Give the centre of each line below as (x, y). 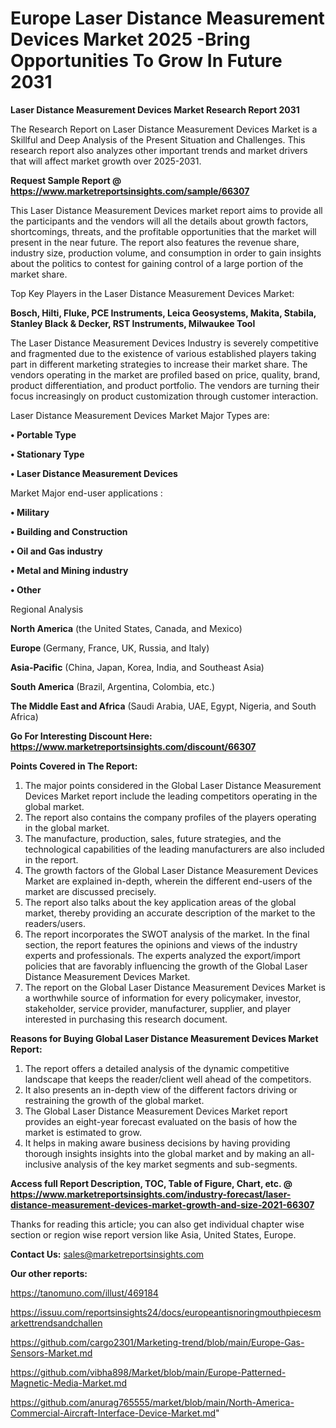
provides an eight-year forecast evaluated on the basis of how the (161, 1121)
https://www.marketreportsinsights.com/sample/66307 (130, 191)
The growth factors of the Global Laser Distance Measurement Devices (171, 870)
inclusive (43, 1164)
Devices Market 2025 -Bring (130, 39)
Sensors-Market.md (51, 1353)
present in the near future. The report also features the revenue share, (155, 242)
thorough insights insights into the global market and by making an (162, 1153)
